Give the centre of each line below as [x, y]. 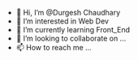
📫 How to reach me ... [54, 47]
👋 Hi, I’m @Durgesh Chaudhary [68, 13]
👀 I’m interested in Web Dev [63, 21]
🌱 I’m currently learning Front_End [73, 30]
